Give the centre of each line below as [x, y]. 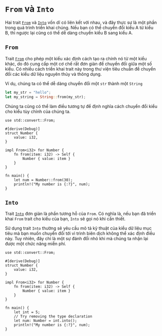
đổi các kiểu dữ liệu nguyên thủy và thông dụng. [54, 74]
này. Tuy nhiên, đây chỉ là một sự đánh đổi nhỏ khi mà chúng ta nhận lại [77, 239]
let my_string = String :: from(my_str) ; [45, 97]
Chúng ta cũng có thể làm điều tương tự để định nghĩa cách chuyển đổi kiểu [81, 106]
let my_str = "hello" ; [28, 92]
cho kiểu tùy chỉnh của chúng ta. [38, 111]
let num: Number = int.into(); [45, 321]
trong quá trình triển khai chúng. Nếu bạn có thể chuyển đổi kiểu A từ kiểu [79, 27]
